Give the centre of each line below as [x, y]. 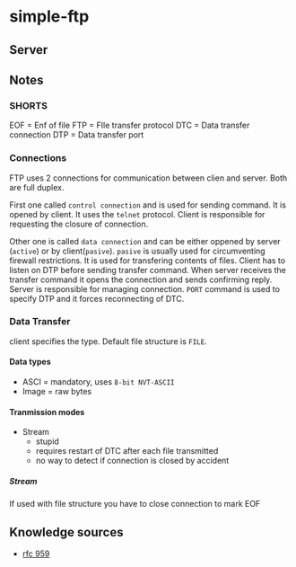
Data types [30, 362]
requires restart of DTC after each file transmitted [127, 451]
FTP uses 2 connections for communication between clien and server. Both [148, 178]
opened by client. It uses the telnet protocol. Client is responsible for [137, 214]
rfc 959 [36, 554]
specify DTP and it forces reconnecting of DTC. [97, 298]
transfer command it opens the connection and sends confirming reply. [141, 279]
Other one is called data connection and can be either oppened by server [145, 241]
